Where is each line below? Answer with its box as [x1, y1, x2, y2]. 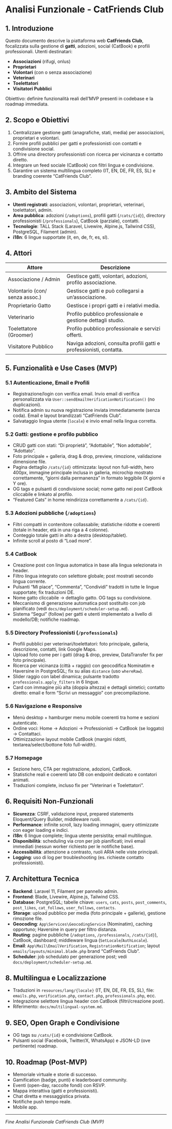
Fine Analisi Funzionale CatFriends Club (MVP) [5, 1118, 104, 1125]
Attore [27, 264, 42, 271]
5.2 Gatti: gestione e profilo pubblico [5, 431, 98, 438]
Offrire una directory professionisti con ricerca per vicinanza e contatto [12, 151, 163, 157]
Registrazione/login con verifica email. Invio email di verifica [12, 391, 140, 397]
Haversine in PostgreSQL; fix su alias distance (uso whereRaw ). [12, 668, 143, 674]
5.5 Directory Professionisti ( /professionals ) [5, 629, 118, 636]
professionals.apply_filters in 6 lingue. [12, 679, 100, 685]
